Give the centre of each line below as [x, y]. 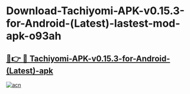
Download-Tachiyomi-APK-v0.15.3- [95, 11]
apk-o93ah [34, 36]
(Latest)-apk [30, 71]
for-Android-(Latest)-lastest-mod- [93, 23]
